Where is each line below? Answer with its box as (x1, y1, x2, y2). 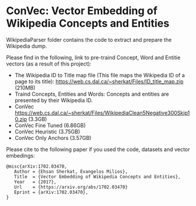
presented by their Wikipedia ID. (14, 96, 93, 104)
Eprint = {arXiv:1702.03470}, (14, 189, 89, 195)
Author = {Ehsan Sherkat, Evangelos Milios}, (14, 168, 128, 175)
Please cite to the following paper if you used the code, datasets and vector (6, 146, 190, 153)
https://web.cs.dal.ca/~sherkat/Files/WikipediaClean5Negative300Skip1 (14, 109, 190, 116)
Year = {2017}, (14, 179, 57, 185)
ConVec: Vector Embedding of (6, 4, 158, 18)
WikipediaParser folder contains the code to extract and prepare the (6, 36, 172, 43)
